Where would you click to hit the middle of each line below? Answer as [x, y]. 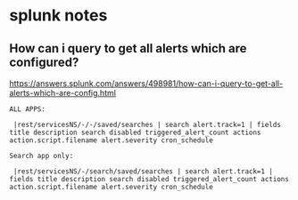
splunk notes [58, 16]
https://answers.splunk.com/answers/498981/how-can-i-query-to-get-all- [146, 84]
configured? [44, 62]
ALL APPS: [28, 109]
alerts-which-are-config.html [62, 93]
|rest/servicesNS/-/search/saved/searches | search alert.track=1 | [143, 172]
